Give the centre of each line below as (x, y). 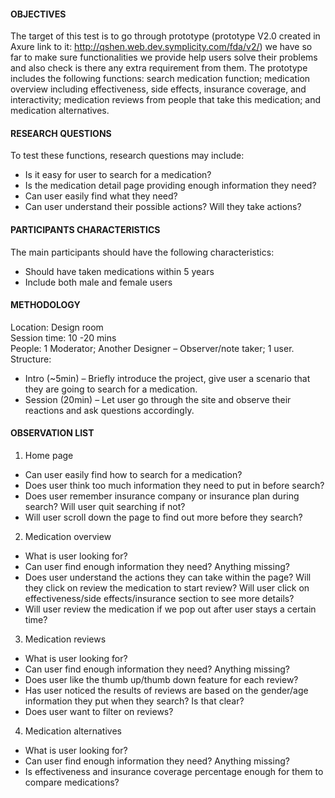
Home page (49, 456)
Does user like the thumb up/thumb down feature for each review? (161, 680)
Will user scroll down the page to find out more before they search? (163, 517)
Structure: (31, 359)
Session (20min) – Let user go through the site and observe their (158, 399)
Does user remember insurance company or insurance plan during (162, 496)
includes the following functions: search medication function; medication (160, 79)
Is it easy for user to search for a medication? (118, 175)
